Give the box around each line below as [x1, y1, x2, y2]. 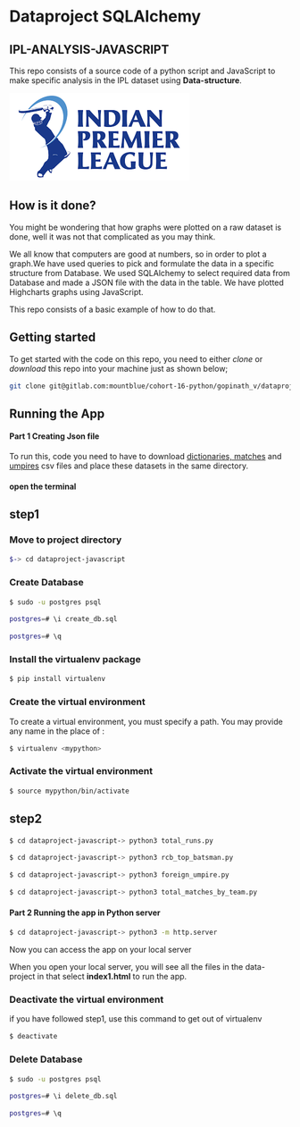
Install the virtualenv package [9, 653, 141, 666]
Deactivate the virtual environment [9, 994, 164, 1005]
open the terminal [9, 481, 77, 492]
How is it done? [9, 198, 96, 214]
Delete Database [9, 1053, 83, 1065]
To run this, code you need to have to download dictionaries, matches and [9, 451, 282, 462]
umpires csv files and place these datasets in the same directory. [9, 460, 248, 471]
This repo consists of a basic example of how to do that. [9, 304, 216, 315]
